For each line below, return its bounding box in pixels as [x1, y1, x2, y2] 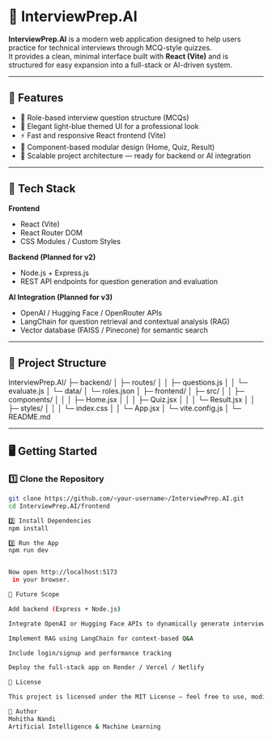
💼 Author [8, 707, 38, 716]
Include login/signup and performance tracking [8, 649, 172, 657]
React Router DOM [19, 227, 83, 238]
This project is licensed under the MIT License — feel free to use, [8, 693, 249, 701]
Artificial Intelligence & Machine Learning [8, 722, 161, 731]
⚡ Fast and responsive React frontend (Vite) [19, 130, 167, 140]
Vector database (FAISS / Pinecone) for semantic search [19, 324, 208, 335]
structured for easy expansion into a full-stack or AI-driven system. [8, 60, 233, 70]
